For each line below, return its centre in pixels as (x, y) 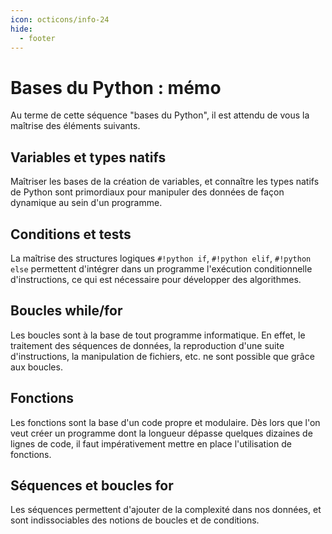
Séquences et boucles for (92, 485)
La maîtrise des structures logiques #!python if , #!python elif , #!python (161, 258)
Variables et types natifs (88, 157)
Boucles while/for (66, 311)
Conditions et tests (71, 234)
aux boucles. (36, 367)
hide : (21, 29)
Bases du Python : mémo (116, 87)
